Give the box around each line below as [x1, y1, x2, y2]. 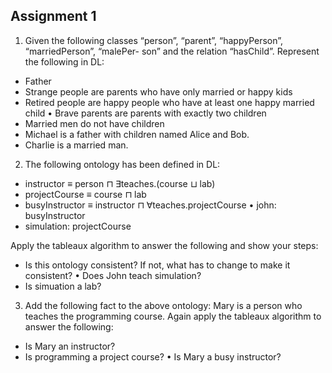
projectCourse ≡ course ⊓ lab [24, 188, 147, 200]
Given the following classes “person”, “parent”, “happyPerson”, [24, 34, 284, 46]
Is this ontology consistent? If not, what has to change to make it [24, 259, 291, 271]
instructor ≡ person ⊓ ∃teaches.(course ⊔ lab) [24, 177, 216, 189]
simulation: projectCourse [24, 220, 132, 232]
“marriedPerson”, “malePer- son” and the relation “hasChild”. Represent [24, 45, 320, 57]
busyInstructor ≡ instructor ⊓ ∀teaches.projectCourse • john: [24, 199, 277, 211]
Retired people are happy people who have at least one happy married [24, 96, 315, 108]
